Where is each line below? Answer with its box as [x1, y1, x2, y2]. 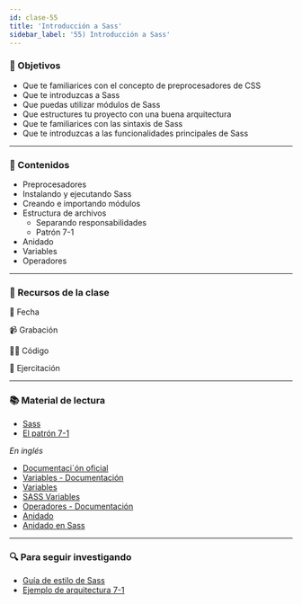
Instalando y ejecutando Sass [22, 188, 132, 199]
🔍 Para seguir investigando [9, 551, 132, 564]
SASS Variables [22, 491, 81, 502]
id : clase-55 [9, 13, 58, 22]
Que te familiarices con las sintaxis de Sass [22, 118, 183, 129]
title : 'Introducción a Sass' [9, 22, 123, 31]
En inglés [9, 445, 43, 456]
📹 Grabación [9, 324, 58, 335]
